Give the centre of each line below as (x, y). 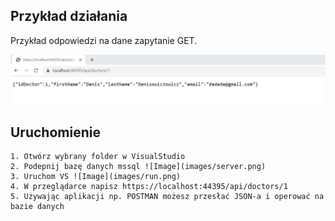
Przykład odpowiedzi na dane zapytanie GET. (104, 40)
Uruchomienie (55, 132)
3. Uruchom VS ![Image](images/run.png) (96, 177)
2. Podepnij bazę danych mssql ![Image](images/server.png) (138, 167)
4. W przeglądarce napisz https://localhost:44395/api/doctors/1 (149, 187)
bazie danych (37, 207)
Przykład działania (69, 16)
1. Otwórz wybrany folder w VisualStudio (98, 157)
